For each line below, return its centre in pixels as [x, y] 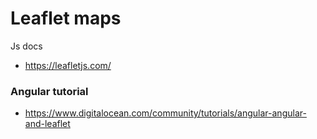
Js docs [26, 46]
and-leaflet [47, 124]
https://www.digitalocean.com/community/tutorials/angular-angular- [165, 113]
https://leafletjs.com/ [68, 65]
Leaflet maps [66, 18]
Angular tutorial [49, 91]
